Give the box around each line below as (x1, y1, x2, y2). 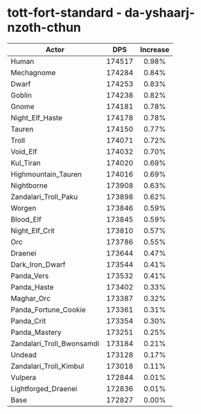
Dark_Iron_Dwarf (10, 259, 66, 269)
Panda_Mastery (10, 327, 62, 337)
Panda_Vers (10, 271, 49, 281)
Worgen (10, 203, 37, 213)
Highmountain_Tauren (10, 169, 82, 179)
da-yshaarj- (124, 5, 195, 21)
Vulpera (10, 372, 37, 382)
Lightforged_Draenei (10, 383, 78, 393)
